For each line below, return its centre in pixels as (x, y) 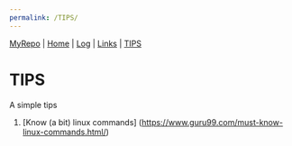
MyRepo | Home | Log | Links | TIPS (76, 43)
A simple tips (33, 105)
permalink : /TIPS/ (44, 18)
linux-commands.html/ (64, 132)
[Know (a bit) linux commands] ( (82, 122)
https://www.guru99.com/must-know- (212, 122)
